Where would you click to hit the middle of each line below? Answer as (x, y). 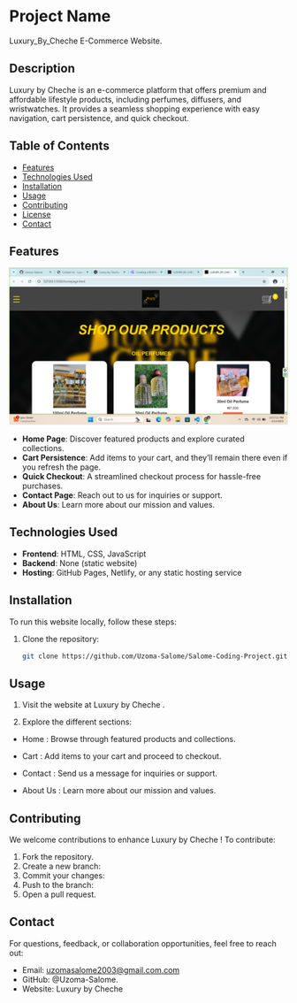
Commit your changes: (63, 876)
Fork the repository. (58, 857)
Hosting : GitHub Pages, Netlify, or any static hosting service (132, 572)
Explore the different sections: (77, 722)
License (36, 214)
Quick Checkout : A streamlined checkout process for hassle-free (141, 476)
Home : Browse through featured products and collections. (129, 739)
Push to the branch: (58, 885)
